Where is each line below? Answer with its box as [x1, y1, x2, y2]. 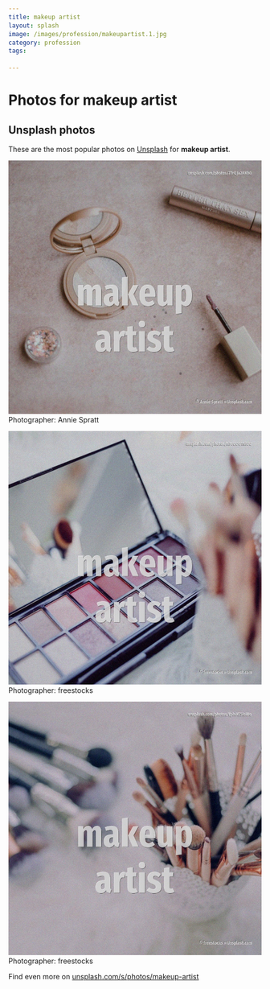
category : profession [8, 39, 81, 47]
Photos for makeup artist [8, 91, 178, 109]
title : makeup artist [8, 13, 81, 21]
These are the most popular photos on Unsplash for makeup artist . [8, 145, 231, 154]
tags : [8, 47, 27, 56]
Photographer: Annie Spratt [8, 415, 99, 424]
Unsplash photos [8, 123, 96, 137]
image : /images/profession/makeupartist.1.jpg [8, 30, 167, 38]
